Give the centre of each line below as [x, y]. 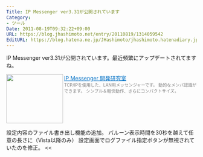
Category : [19, 18]
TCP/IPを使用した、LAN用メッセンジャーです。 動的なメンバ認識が [130, 85]
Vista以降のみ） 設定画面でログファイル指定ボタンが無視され [114, 140]
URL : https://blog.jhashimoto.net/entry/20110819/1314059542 [85, 34]
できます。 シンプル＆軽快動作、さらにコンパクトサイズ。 [122, 91]
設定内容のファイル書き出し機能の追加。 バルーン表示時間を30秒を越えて [98, 133]
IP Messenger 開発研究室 [95, 78]
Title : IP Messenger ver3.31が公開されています [63, 12]
